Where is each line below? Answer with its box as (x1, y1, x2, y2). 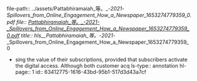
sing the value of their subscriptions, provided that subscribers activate (15, 56, 188, 63)
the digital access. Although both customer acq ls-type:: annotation (15, 62, 178, 69)
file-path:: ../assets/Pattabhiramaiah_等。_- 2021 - (6, 5, 125, 12)
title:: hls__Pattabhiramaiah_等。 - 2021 (21, 32, 113, 39)
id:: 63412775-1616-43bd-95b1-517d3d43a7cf (35, 69, 147, 75)
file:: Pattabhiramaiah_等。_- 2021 (16, 19, 97, 25)
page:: (15, 69, 31, 75)
